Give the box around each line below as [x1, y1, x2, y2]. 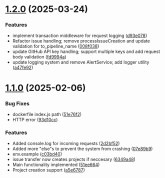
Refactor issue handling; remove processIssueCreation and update [12, 38, 150, 44]
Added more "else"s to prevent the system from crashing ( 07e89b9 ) [12, 146, 153, 152]
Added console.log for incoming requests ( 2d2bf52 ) [12, 140, 120, 146]
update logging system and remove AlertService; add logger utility [12, 59, 149, 65]
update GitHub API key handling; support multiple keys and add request [12, 48, 160, 54]
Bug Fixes [5, 100, 30, 107]
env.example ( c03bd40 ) [12, 151, 62, 157]
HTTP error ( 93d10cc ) [12, 116, 58, 122]
